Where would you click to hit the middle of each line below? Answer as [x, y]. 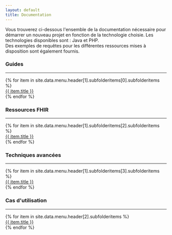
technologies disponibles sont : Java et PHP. [52, 40]
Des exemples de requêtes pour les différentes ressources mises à [76, 45]
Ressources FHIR [27, 109]
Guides [15, 64]
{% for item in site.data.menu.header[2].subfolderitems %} [67, 216]
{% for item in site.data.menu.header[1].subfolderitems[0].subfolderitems [82, 80]
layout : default [23, 10]
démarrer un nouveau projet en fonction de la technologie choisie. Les [79, 35]
